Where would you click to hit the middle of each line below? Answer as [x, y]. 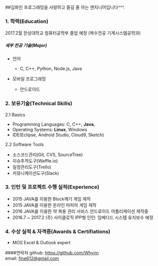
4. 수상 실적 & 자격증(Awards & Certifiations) [58, 231]
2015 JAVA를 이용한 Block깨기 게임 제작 [51, 199]
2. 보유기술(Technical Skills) [39, 104]
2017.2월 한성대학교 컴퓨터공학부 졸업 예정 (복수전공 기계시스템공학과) [73, 33]
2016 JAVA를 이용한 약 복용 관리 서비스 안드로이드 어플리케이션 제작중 [80, 211]
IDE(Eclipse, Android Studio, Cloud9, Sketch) [58, 135]
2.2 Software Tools [24, 144]
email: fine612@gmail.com [32, 259]
